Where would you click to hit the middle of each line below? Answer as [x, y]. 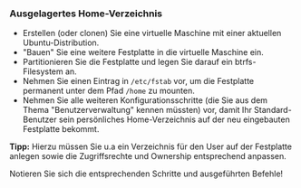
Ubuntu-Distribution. [61, 42]
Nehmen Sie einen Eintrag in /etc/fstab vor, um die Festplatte [138, 81]
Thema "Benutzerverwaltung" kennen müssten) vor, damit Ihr [137, 110]
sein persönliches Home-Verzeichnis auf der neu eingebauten [174, 119]
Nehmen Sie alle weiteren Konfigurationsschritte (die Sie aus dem [145, 100]
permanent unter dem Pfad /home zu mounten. [108, 91]
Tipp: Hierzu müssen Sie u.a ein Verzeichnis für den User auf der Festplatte [151, 146]
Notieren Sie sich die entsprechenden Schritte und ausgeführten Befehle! [146, 174]
